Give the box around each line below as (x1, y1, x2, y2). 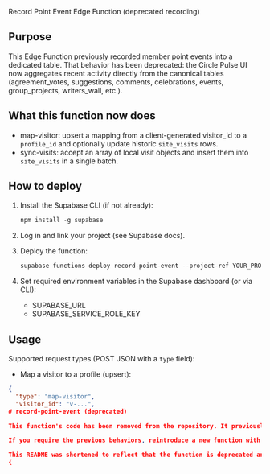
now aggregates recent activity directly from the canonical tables (8, 68, 224, 78)
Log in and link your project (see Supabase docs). (19, 231, 186, 241)
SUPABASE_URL (31, 301, 86, 311)
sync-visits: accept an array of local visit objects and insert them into (19, 147, 249, 157)
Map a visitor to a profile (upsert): (19, 369, 132, 379)
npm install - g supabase (19, 216, 104, 225)
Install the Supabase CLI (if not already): (19, 200, 154, 210)
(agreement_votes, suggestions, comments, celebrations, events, (8, 76, 224, 87)
